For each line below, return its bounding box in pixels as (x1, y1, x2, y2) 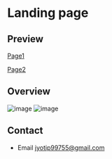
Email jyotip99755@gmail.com (17, 143, 105, 152)
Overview (7, 86, 51, 98)
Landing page (7, 5, 89, 21)
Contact (7, 125, 43, 136)
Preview (7, 33, 44, 45)
